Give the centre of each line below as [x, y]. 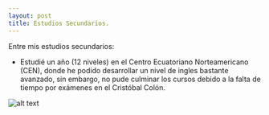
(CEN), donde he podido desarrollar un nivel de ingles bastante [124, 70]
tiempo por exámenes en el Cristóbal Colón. [93, 87]
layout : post [30, 16]
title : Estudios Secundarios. [59, 23]
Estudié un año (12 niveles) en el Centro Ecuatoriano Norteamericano [134, 62]
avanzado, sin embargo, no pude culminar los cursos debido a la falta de [140, 79]
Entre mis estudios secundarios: [61, 46]
